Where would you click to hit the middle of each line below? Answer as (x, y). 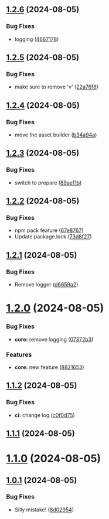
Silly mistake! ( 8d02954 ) (44, 510)
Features (19, 354)
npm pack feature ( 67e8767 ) (49, 230)
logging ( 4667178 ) (37, 39)
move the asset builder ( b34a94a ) (56, 135)
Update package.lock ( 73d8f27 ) (53, 237)
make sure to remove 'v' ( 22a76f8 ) (56, 87)
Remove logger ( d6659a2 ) (46, 285)
